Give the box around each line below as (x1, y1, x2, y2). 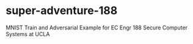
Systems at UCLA (5, 30, 50, 37)
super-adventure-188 (5, 4, 118, 18)
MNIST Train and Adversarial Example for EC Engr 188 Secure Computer (5, 24, 188, 31)
